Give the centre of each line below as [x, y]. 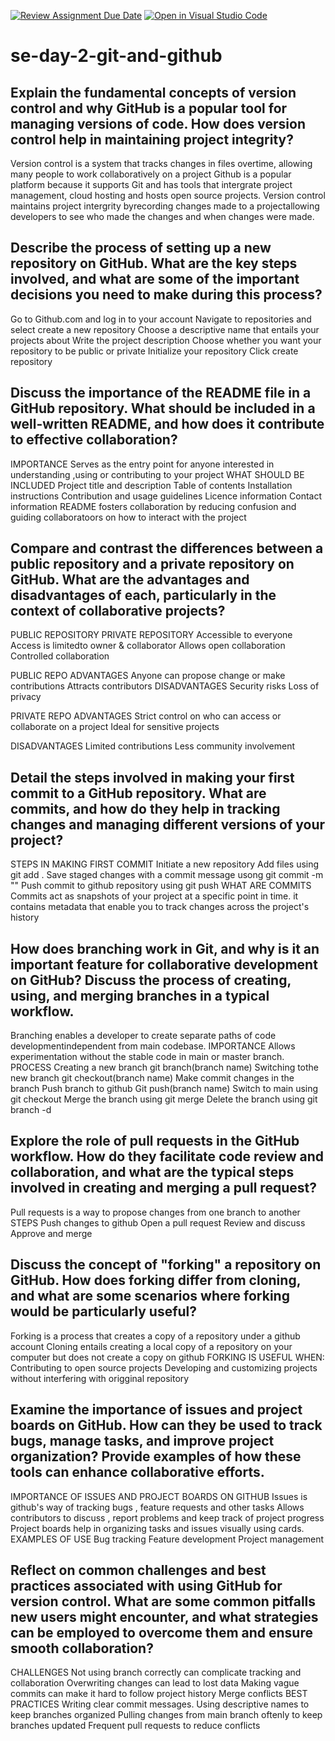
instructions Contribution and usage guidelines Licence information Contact [166, 496]
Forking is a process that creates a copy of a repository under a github [155, 1336]
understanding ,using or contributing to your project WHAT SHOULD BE [157, 474]
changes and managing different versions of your [168, 824]
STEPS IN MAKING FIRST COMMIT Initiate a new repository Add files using [165, 864]
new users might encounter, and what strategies [164, 1616]
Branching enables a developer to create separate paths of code [143, 1036]
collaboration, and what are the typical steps [152, 1172]
